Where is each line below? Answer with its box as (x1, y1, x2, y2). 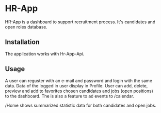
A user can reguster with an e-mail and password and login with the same (5, 78, 153, 84)
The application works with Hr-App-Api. (5, 51, 85, 56)
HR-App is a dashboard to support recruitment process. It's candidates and (5, 19, 156, 25)
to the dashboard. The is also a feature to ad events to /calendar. (5, 93, 134, 99)
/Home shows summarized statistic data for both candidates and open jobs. (5, 102, 157, 108)
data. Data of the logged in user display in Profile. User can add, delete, (5, 83, 148, 88)
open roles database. (5, 24, 48, 29)
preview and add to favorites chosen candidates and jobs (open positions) (5, 88, 154, 94)
